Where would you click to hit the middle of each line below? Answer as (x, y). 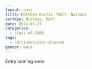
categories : (18, 28)
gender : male (19, 47)
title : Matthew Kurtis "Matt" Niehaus (46, 14)
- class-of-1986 (27, 33)
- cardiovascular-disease (37, 42)
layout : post (19, 10)
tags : (11, 38)
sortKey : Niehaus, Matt (30, 19)
